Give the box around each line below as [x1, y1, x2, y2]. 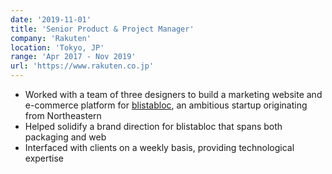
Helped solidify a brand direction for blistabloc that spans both [24, 121, 283, 132]
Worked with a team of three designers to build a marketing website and [24, 89, 323, 100]
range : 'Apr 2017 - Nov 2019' [10, 52, 137, 62]
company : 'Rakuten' [10, 33, 92, 43]
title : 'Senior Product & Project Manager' [10, 24, 195, 34]
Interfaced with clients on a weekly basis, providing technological [24, 142, 295, 153]
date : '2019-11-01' [10, 14, 92, 25]
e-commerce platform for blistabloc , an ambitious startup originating [24, 99, 308, 111]
